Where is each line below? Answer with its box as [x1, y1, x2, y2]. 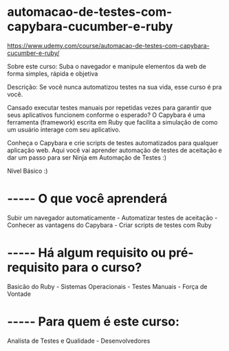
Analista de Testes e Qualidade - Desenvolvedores [7, 337, 151, 345]
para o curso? [61, 259, 142, 275]
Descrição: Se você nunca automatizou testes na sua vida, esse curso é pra [7, 83, 222, 91]
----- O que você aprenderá [7, 191, 168, 206]
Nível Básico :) [7, 167, 48, 175]
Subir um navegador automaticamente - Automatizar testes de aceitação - [7, 213, 218, 222]
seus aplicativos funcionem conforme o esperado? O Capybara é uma [7, 111, 206, 119]
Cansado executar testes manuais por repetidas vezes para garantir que [7, 103, 212, 111]
